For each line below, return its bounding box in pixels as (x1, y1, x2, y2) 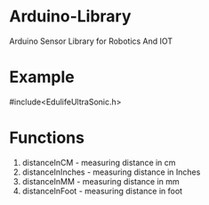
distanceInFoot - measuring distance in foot (21, 185, 183, 196)
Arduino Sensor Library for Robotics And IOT (9, 36, 173, 46)
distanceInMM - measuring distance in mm (21, 176, 180, 186)
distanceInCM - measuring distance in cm (21, 157, 176, 168)
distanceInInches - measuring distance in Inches (21, 167, 201, 177)
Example (9, 67, 75, 87)
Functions (9, 127, 84, 148)
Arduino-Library (9, 6, 132, 27)
